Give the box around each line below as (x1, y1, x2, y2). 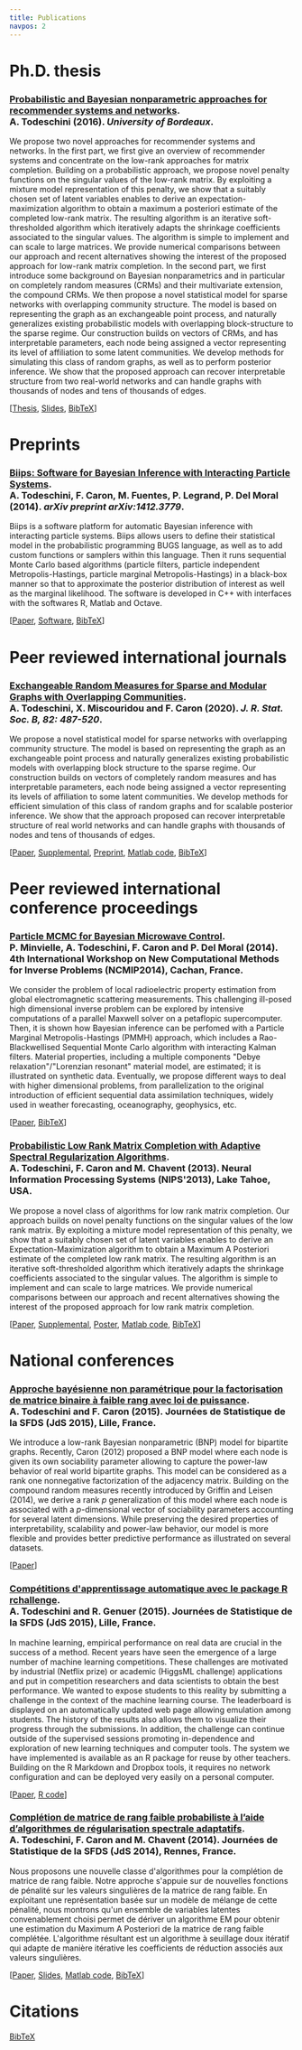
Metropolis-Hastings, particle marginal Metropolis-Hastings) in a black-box (9, 569, 288, 580)
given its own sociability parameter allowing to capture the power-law (9, 1456, 268, 1468)
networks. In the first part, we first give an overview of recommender (9, 145, 266, 156)
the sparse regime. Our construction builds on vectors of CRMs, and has (9, 327, 279, 339)
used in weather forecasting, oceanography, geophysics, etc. (9, 1099, 237, 1111)
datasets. (9, 1542, 44, 1553)
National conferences (9, 1350, 175, 1371)
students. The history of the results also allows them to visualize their (9, 1713, 267, 1725)
